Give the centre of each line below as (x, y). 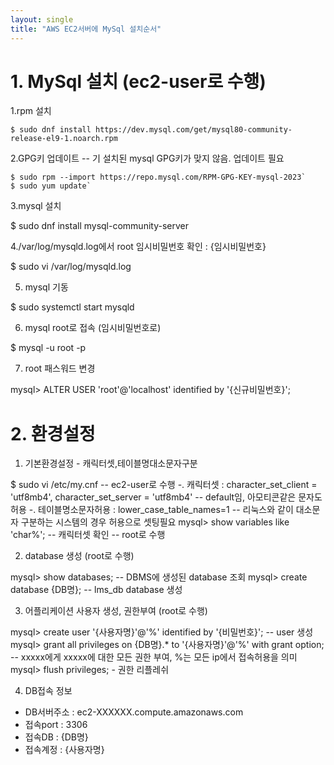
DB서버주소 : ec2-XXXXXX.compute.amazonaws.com (134, 712)
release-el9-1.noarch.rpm (64, 139)
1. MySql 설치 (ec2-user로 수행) (138, 81)
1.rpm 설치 (31, 111)
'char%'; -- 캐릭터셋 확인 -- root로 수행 (88, 535)
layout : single (42, 19)
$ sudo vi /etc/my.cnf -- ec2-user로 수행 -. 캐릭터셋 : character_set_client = (164, 485)
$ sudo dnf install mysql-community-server (99, 226)
